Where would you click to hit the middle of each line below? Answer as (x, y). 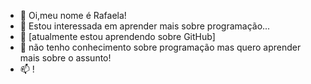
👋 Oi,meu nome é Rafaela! (73, 15)
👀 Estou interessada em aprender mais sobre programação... (145, 26)
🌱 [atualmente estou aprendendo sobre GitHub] (117, 36)
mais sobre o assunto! (65, 58)
